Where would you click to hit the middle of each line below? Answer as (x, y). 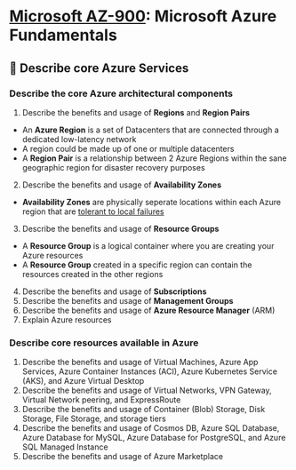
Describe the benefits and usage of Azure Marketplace (123, 457)
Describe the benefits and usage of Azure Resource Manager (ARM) (148, 310)
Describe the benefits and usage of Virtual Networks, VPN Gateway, (147, 390)
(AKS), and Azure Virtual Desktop (83, 381)
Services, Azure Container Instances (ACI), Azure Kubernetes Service (150, 371)
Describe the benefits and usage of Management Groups (128, 300)
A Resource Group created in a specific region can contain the (137, 265)
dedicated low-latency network (79, 139)
